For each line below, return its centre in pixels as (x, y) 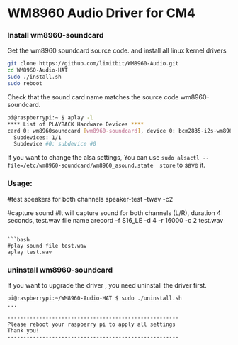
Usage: (20, 184)
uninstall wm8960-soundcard (60, 270)
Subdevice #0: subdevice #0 (55, 144)
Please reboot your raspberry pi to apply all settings (91, 324)
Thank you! (23, 331)
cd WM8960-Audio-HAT (38, 70)
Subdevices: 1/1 (38, 137)
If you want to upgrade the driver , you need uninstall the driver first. (107, 285)
